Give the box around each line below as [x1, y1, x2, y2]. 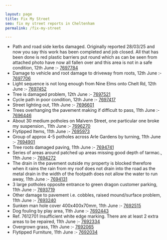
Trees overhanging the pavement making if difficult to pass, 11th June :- [12, 107, 160, 113]
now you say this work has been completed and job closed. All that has [12, 49, 159, 55]
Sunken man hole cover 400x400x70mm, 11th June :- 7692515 [12, 203, 141, 209]
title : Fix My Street [5, 16, 50, 21]
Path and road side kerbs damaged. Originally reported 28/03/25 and [12, 43, 155, 50]
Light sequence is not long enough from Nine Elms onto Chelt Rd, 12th [12, 81, 157, 87]
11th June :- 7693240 [12, 198, 56, 204]
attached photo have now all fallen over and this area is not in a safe [12, 59, 153, 65]
